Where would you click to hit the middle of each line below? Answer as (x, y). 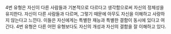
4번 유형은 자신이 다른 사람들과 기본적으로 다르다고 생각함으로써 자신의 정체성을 (85, 7)
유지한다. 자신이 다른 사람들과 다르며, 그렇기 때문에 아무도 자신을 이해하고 (78, 14)
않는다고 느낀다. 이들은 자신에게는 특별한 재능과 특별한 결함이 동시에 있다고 (85, 20)
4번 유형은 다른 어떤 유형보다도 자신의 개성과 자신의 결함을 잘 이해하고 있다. (91, 26)
